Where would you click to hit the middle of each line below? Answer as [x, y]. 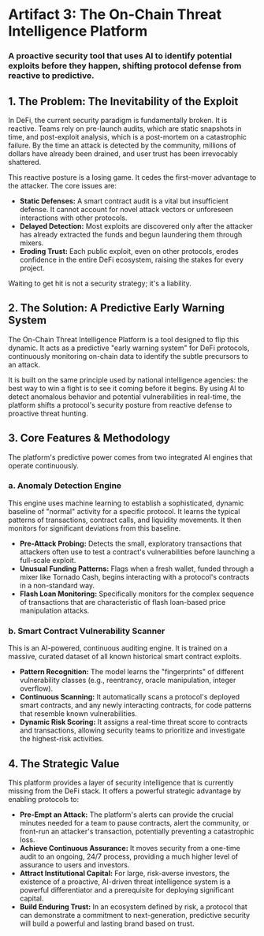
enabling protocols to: [44, 799]
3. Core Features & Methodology [89, 438]
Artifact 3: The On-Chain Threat [115, 15]
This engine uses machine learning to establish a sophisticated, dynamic [126, 503]
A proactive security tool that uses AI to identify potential [120, 56]
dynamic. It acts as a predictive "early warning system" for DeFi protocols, [129, 348]
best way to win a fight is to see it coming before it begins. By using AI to [126, 388]
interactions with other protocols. [73, 218]
